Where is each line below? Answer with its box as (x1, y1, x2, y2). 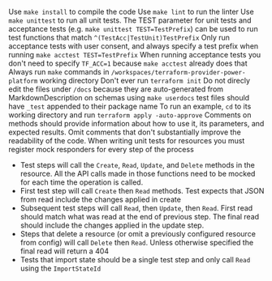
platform (8, 77, 38, 85)
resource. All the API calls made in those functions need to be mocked (19, 169, 256, 178)
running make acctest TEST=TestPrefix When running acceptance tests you (8, 50, 261, 59)
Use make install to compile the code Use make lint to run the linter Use (8, 7, 254, 16)
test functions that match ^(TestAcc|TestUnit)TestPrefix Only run (8, 32, 230, 42)
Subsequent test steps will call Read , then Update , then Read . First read (19, 203, 253, 213)
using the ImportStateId (19, 263, 101, 273)
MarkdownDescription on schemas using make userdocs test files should (8, 93, 250, 102)
